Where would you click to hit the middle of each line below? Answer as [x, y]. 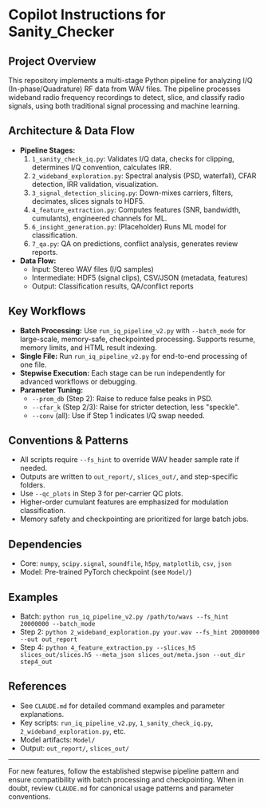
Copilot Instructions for [87, 15]
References [37, 686]
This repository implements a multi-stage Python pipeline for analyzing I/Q [130, 80]
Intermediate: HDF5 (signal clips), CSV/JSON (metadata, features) [140, 277]
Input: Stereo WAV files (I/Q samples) [93, 269]
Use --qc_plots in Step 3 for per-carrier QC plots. [101, 494]
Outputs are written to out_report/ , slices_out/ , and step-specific [129, 476]
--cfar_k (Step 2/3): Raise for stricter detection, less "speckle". [136, 407]
